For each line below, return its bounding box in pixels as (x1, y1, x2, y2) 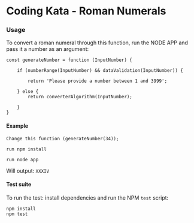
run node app (6, 156, 39, 162)
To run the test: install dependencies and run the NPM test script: (6, 194, 169, 201)
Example (6, 122, 29, 129)
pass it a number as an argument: (6, 46, 89, 53)
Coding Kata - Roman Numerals (6, 4, 166, 18)
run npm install (6, 146, 47, 152)
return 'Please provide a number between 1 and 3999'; (28, 78, 168, 85)
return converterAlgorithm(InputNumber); (28, 94, 133, 100)
